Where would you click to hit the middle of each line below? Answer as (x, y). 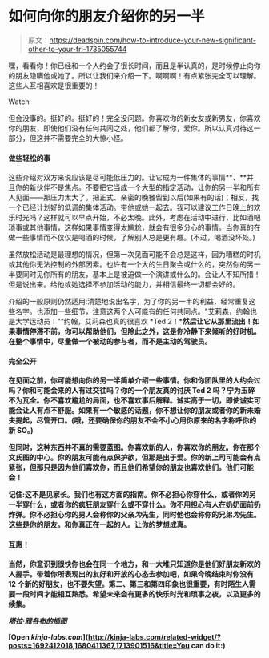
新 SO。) (21, 431)
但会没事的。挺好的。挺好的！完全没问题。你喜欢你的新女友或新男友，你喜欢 (134, 118)
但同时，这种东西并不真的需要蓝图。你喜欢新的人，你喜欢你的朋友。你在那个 (134, 447)
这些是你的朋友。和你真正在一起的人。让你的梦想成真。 (99, 524)
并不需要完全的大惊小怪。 (85, 138)
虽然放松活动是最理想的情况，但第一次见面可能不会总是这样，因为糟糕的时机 (134, 255)
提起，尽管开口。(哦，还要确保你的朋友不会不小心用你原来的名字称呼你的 (136, 420)
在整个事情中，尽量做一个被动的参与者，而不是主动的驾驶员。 (110, 342)
